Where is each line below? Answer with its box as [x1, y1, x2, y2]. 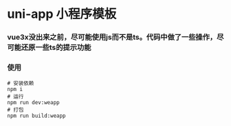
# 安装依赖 [7, 80, 34, 87]
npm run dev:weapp [7, 99, 60, 106]
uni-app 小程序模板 [7, 6, 117, 22]
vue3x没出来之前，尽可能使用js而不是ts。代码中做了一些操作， [7, 32, 217, 42]
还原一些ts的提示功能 [21, 42, 91, 52]
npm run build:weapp [7, 112, 67, 120]
